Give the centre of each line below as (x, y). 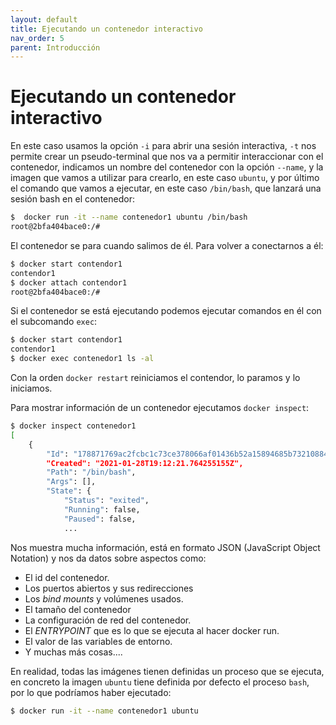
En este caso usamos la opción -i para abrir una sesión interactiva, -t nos (163, 146)
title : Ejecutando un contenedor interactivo (106, 29)
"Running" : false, (102, 509)
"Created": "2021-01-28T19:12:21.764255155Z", (145, 463)
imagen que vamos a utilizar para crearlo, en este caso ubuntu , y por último (165, 178)
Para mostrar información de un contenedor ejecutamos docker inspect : (160, 408)
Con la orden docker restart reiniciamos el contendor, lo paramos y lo (155, 378)
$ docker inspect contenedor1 (73, 426)
